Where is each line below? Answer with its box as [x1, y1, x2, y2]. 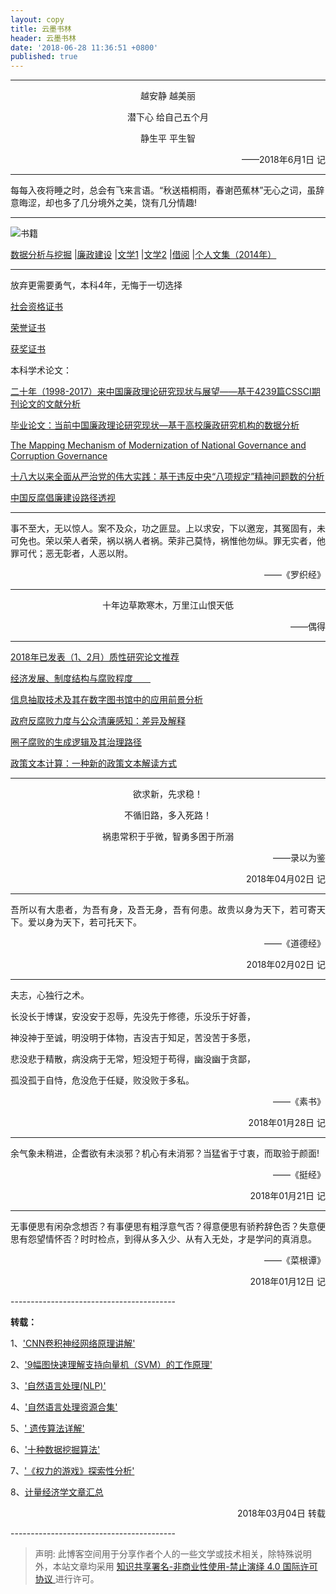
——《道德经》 [264, 937, 326, 950]
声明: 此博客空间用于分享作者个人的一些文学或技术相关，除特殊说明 [34, 1548, 312, 1560]
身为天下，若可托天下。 [44, 916, 142, 928]
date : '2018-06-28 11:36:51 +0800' [10, 42, 159, 53]
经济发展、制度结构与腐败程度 [10, 672, 133, 685]
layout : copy [10, 14, 65, 25]
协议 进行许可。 [34, 1573, 100, 1585]
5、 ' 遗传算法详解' [10, 1422, 85, 1435]
